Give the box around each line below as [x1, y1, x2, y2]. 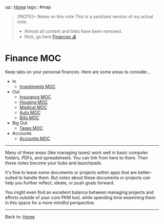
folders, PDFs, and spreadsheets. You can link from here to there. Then [5, 155, 148, 160]
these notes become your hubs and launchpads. [5, 160, 102, 166]
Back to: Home [5, 214, 35, 220]
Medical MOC [19, 104, 47, 110]
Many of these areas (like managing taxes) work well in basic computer [5, 149, 148, 156]
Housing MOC [19, 99, 48, 105]
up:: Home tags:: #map [5, 4, 51, 10]
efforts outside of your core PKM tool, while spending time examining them [5, 194, 156, 200]
